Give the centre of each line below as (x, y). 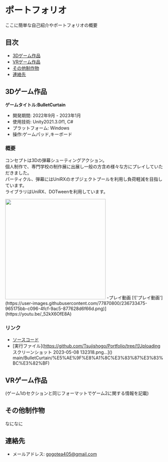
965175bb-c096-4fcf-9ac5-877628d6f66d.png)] (56, 309)
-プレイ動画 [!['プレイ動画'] (135, 297)
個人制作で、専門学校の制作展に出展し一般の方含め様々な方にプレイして (80, 167)
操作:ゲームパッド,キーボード (42, 134)
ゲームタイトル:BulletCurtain (36, 105)
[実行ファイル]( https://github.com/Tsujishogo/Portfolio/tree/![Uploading (86, 346)
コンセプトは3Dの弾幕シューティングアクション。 (56, 160)
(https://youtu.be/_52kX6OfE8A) (38, 314)
